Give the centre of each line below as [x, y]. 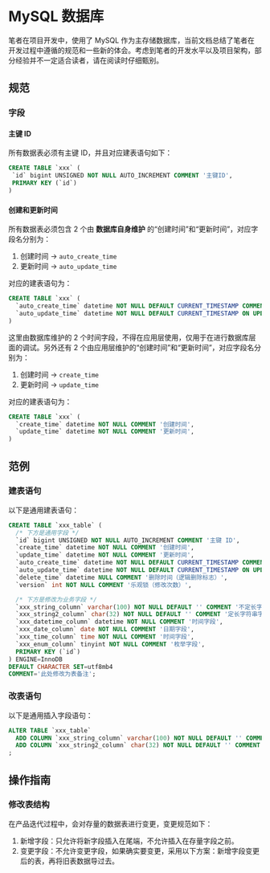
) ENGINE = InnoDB [35, 659]
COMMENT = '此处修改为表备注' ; [52, 674]
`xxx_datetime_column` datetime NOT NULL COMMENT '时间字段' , [119, 622]
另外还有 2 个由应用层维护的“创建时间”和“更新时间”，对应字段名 [149, 347]
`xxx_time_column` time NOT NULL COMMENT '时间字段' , [105, 637]
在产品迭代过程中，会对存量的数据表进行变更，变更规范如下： [110, 823]
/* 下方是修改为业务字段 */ [57, 599]
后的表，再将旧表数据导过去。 [69, 861]
